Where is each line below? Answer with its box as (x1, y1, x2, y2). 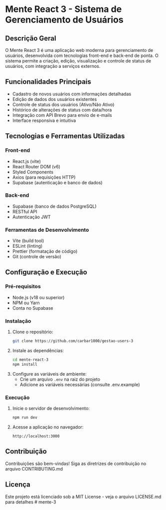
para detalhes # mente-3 (5, 499, 56, 505)
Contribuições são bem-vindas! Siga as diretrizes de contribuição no (5, 461, 147, 467)
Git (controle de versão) (12, 254, 61, 260)
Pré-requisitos (5, 283, 41, 290)
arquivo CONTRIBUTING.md (5, 466, 63, 472)
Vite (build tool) (12, 238, 44, 244)
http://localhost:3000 (12, 434, 60, 439)
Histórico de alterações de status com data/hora (12, 106, 112, 113)
